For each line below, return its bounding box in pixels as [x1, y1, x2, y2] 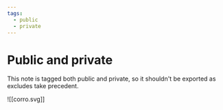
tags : [7, 10, 23, 17]
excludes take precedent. [7, 82, 79, 90]
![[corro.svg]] [7, 95, 45, 103]
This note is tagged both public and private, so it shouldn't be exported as [7, 74, 216, 83]
